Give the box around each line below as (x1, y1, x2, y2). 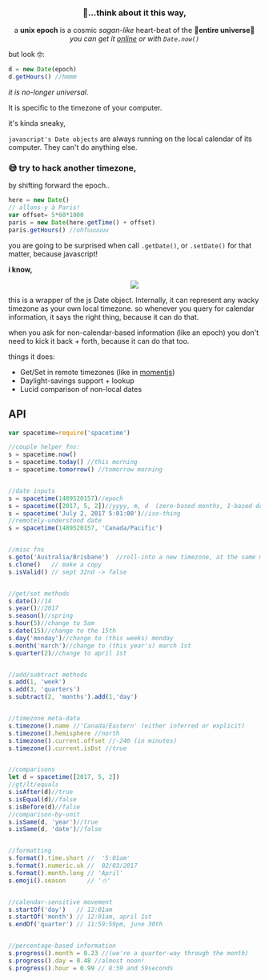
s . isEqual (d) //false (8, 795, 78, 804)
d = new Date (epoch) (8, 66, 78, 74)
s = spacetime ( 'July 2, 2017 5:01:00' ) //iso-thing (8, 509, 181, 518)
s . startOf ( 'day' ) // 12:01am (8, 905, 113, 913)
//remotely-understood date (8, 517, 102, 525)
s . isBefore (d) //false (8, 803, 81, 811)
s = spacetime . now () (8, 450, 78, 459)
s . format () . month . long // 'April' (8, 869, 124, 877)
